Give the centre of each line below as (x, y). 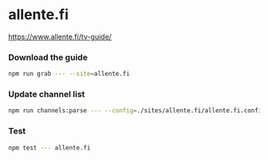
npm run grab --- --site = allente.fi (69, 74)
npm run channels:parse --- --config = (73, 111)
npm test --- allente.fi (49, 148)
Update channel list (47, 95)
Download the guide (48, 57)
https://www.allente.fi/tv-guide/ (60, 37)
